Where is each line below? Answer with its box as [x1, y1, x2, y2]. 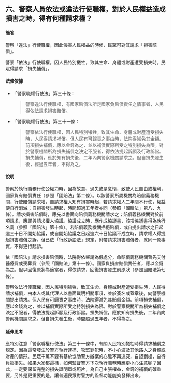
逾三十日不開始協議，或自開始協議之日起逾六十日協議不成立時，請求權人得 [5, 231, 161, 236]
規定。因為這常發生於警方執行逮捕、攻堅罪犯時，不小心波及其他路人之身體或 [5, 347, 166, 353]
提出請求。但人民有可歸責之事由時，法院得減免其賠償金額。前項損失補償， [9, 297, 166, 303]
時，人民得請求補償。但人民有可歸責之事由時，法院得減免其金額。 [25, 135, 164, 142]
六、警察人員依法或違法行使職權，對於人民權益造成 [5, 5, 166, 14]
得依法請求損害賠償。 [25, 107, 70, 114]
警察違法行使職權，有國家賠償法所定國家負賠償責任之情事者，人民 [25, 101, 164, 107]
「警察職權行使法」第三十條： [12, 90, 75, 96]
